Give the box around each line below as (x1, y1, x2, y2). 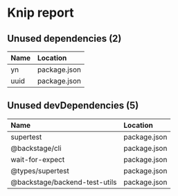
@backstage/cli (10, 143, 62, 153)
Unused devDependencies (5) (7, 99, 139, 112)
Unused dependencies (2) (7, 33, 122, 44)
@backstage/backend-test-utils (10, 177, 117, 187)
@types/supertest (10, 165, 69, 175)
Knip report (7, 5, 74, 21)
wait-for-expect (10, 154, 65, 164)
